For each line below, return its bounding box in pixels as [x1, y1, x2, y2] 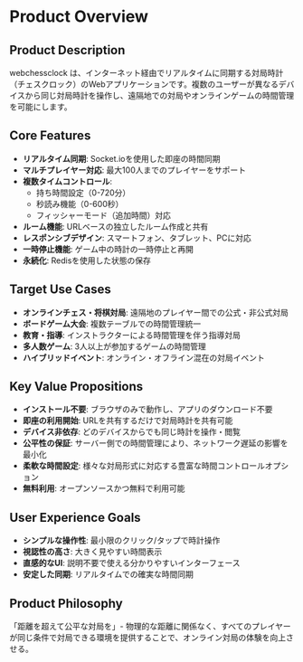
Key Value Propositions [9, 379, 144, 394]
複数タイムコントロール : [22, 175, 113, 186]
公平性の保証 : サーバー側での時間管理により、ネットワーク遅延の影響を [22, 438, 289, 449]
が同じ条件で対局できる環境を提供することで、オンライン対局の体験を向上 [9, 632, 287, 643]
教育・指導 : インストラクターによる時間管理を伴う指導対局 [22, 329, 241, 340]
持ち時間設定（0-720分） [35, 187, 131, 198]
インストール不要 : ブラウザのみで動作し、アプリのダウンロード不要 [22, 404, 273, 415]
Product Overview [9, 6, 149, 27]
